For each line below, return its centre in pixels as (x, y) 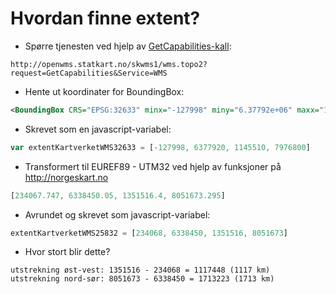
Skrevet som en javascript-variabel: (98, 129)
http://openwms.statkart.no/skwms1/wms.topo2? (109, 64)
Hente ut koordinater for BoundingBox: (104, 91)
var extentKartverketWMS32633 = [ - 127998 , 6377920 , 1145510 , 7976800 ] (160, 147)
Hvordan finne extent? (105, 18)
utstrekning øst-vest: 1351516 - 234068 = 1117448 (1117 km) (140, 270)
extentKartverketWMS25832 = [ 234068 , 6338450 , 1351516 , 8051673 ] (149, 233)
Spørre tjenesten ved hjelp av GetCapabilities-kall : (128, 46)
